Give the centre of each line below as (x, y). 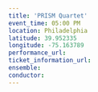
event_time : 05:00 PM (45, 23)
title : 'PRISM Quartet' (48, 16)
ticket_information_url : (50, 61)
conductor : (27, 75)
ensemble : (25, 68)
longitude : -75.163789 (46, 46)
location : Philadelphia (48, 30)
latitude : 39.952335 (43, 38)
